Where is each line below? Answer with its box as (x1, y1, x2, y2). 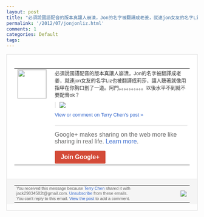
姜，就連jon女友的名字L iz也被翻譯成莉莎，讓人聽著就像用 (54, 77, 186, 84)
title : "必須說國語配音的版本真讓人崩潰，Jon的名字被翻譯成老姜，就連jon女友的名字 (6, 15, 194, 21)
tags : (6, 37, 20, 43)
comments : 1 (6, 26, 36, 32)
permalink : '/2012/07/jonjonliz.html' (6, 20, 104, 26)
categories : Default (6, 32, 59, 38)
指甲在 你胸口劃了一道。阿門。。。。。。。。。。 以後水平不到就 (54, 84, 181, 91)
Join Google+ (60, 153, 100, 160)
